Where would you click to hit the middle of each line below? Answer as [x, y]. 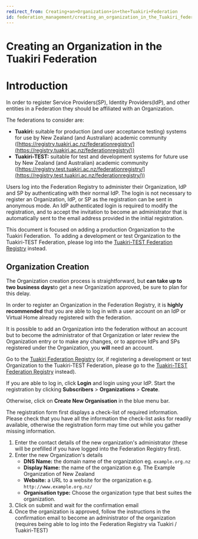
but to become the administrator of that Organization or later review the [93, 335]
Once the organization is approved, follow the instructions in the [92, 512]
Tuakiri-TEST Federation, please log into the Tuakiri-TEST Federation [89, 242]
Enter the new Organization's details [59, 455]
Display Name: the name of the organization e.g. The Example [99, 468]
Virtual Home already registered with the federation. [69, 318]
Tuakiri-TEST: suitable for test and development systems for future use [101, 156]
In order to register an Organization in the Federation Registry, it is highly [95, 305]
